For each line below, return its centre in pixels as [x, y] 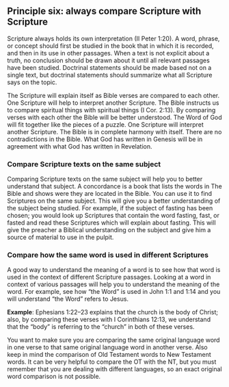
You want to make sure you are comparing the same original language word [113, 340]
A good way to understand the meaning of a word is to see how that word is [114, 270]
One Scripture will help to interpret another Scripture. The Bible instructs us [113, 103]
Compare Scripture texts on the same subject [84, 164]
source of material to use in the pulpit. [60, 237]
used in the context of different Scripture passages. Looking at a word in [109, 277]
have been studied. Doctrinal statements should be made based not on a [109, 67]
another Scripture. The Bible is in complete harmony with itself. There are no [114, 132]
